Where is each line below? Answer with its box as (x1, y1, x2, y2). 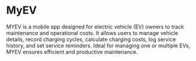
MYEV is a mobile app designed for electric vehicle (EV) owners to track (6, 23, 185, 30)
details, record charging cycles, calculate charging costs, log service (6, 36, 176, 43)
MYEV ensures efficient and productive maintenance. (6, 48, 138, 55)
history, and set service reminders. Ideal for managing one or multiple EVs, (6, 42, 191, 49)
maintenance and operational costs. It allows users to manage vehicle (6, 29, 179, 36)
